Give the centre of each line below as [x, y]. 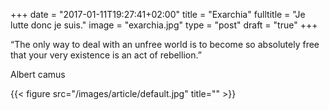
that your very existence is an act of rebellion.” [106, 55]
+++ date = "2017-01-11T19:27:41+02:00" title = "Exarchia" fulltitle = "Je [158, 14]
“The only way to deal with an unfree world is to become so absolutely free [165, 44]
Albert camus [38, 74]
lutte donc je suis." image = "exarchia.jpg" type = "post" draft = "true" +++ [164, 25]
